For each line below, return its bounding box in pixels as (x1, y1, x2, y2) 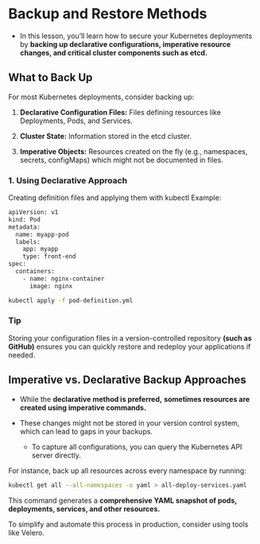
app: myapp (22, 245, 59, 253)
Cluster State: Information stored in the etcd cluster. (19, 131, 192, 141)
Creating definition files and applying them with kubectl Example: (8, 193, 222, 203)
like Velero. (8, 527, 45, 537)
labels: (15, 237, 41, 246)
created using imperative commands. (19, 403, 147, 412)
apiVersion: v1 (8, 208, 59, 217)
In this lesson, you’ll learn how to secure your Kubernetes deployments (19, 31, 253, 41)
